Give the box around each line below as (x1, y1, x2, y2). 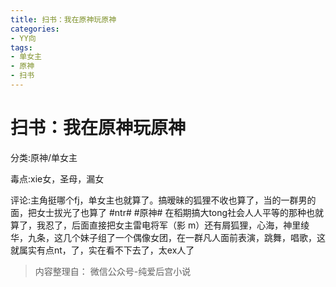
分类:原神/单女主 (10, 151, 78, 163)
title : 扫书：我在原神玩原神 (10, 14, 117, 25)
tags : (10, 42, 33, 53)
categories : (10, 24, 60, 34)
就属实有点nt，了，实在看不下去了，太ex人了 (10, 244, 195, 256)
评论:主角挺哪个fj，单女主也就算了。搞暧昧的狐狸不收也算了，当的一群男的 (10, 194, 317, 206)
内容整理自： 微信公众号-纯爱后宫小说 (34, 265, 192, 277)
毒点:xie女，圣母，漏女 (10, 172, 105, 185)
